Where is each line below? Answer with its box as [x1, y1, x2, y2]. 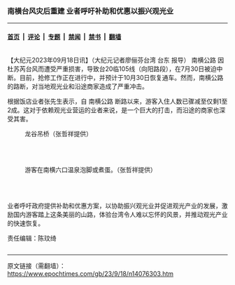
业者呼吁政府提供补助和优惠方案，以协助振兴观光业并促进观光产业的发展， [7, 201, 222, 210]
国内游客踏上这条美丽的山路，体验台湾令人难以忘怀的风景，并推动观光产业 [13, 210, 228, 218]
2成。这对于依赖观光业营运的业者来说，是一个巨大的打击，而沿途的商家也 [7, 105, 220, 114]
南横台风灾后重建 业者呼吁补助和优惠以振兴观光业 [7, 6, 174, 15]
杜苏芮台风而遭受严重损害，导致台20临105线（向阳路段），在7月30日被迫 [7, 65, 217, 73]
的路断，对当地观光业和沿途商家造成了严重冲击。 [7, 82, 148, 91]
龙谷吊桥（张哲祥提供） [24, 129, 92, 138]
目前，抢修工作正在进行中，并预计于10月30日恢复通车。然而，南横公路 [19, 73, 224, 81]
